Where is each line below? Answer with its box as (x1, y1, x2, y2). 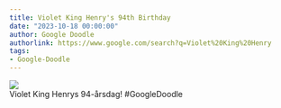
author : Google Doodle (9, 30, 95, 39)
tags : (9, 47, 30, 56)
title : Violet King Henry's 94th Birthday (9, 13, 171, 22)
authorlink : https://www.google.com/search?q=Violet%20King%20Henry (9, 38, 272, 48)
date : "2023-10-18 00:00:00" (9, 22, 119, 31)
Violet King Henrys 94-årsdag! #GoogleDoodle (9, 89, 183, 99)
